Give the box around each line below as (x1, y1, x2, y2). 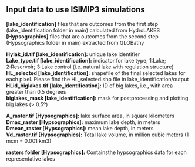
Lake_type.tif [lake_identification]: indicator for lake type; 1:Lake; (6, 57, 166, 64)
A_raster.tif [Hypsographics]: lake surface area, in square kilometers (6, 112, 175, 119)
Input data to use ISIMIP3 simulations (6, 5, 145, 15)
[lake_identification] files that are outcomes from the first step (6, 20, 159, 27)
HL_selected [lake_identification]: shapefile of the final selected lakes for (6, 69, 186, 76)
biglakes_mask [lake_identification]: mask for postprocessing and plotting (6, 94, 189, 101)
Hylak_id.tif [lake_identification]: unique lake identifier (6, 50, 140, 58)
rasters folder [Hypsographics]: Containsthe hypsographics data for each (6, 149, 187, 156)
